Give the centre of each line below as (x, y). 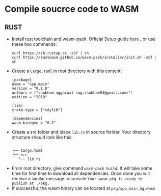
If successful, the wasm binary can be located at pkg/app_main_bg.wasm (83, 188)
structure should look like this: (42, 137)
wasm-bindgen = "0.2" (34, 123)
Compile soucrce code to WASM (72, 9)
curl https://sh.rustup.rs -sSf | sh (50, 53)
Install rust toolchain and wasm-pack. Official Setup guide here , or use (83, 39)
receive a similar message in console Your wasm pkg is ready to (77, 179)
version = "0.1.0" (30, 88)
